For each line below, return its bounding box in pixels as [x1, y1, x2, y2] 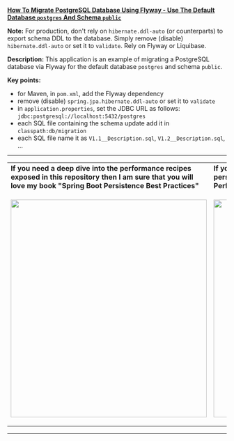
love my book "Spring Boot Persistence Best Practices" [10, 181, 199, 190]
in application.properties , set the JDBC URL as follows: [17, 105, 180, 112]
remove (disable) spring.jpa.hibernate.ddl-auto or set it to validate [17, 97, 216, 105]
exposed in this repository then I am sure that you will [10, 172, 194, 182]
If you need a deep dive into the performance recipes [10, 164, 192, 173]
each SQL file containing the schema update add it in [17, 119, 169, 127]
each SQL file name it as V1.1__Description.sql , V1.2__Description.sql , [17, 134, 226, 142]
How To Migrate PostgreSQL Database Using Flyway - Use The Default [7, 6, 215, 14]
